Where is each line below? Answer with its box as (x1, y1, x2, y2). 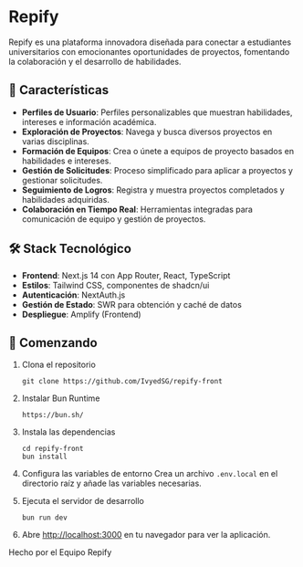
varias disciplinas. (21, 135, 90, 147)
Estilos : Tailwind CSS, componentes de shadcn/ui (21, 279, 210, 290)
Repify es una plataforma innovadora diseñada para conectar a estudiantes (8, 37, 292, 47)
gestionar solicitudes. (21, 174, 103, 185)
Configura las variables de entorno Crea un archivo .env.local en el (21, 468, 278, 479)
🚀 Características (8, 82, 110, 98)
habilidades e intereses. (21, 155, 111, 166)
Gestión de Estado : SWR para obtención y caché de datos (21, 299, 243, 310)
